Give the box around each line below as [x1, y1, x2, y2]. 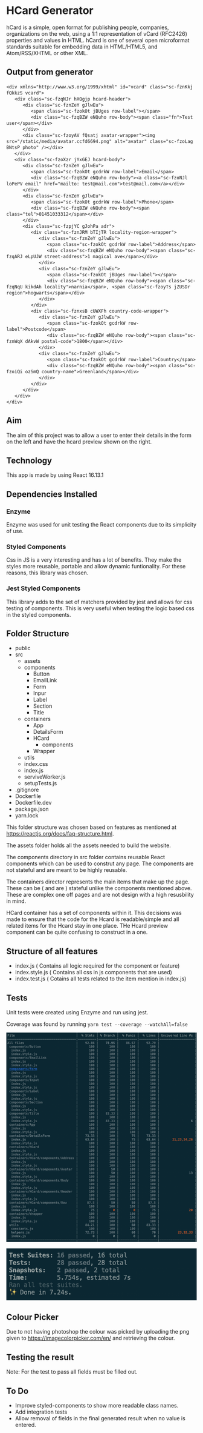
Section [33, 702, 53, 710]
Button [33, 670, 50, 677]
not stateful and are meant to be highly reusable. [6, 866, 127, 874]
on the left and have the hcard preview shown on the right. [6, 437, 152, 445]
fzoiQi [6, 368, 23, 374]
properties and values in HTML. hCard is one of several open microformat [6, 36, 190, 44]
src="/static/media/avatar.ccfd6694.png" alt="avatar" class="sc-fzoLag [6, 138, 193, 144]
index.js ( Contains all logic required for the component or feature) [14, 962, 180, 969]
